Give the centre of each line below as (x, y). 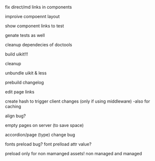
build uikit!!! (17, 54)
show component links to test (34, 26)
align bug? (16, 116)
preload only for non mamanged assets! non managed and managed (74, 153)
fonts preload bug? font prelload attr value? (48, 144)
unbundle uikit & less (26, 73)
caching (13, 106)
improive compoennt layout (32, 16)
